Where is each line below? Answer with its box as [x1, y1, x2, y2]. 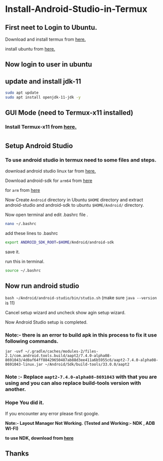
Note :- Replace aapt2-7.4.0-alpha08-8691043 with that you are [5, 373, 157, 380]
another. [5, 386, 26, 393]
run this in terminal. [5, 258, 45, 264]
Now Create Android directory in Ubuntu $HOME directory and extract [5, 197, 144, 203]
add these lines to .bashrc [5, 230, 58, 236]
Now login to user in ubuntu [5, 60, 93, 69]
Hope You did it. [5, 399, 45, 406]
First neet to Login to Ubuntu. [5, 23, 98, 32]
